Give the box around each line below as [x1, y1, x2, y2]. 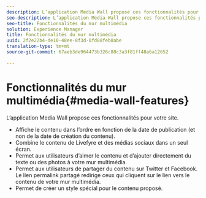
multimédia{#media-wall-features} [6, 93, 189, 107]
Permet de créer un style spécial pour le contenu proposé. [15, 185, 163, 192]
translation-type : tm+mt [6, 44, 70, 50]
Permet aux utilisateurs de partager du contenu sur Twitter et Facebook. [15, 165, 198, 172]
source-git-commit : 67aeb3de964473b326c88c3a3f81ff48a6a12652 [6, 49, 169, 55]
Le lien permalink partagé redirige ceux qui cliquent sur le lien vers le [15, 171, 190, 178]
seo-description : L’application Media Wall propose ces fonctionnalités [6, 15, 196, 21]
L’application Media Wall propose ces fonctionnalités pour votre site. [6, 114, 179, 121]
